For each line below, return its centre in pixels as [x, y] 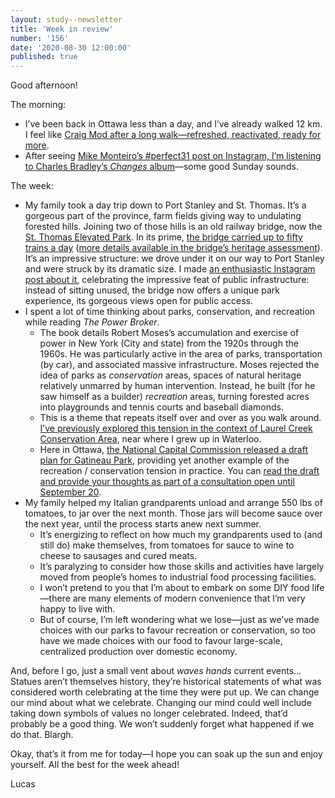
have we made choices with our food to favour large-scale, [161, 641]
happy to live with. [77, 609]
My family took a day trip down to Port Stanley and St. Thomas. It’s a [165, 205]
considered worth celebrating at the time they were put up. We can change [165, 692]
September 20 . [70, 492]
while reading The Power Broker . [92, 322]
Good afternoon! [44, 85]
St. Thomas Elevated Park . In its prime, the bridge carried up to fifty [163, 237]
